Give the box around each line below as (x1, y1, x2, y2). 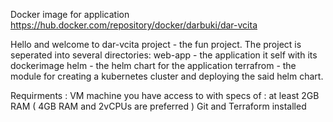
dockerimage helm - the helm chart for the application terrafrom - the (10, 60, 297, 71)
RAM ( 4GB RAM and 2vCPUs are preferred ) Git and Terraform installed (10, 100, 307, 112)
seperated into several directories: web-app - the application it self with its (10, 49, 318, 61)
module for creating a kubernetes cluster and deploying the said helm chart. (10, 70, 324, 82)
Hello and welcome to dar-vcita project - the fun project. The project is (10, 39, 302, 50)
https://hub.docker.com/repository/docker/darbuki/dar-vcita (10, 19, 258, 31)
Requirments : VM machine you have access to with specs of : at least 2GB (10, 90, 320, 101)
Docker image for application (10, 9, 130, 20)
